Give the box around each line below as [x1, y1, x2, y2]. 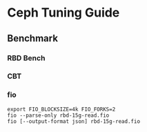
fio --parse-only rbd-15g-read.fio [7, 112, 110, 119]
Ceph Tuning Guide [7, 5, 120, 21]
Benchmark [7, 32, 59, 44]
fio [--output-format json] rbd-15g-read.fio [7, 117, 140, 125]
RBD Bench [7, 53, 46, 63]
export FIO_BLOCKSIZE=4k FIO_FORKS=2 [7, 106, 116, 113]
